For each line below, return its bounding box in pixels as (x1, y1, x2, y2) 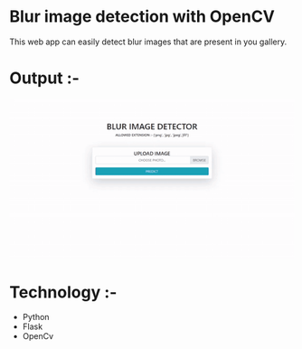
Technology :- (9, 282, 118, 302)
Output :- (9, 68, 80, 89)
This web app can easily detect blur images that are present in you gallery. (9, 36, 288, 47)
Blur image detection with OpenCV (9, 6, 276, 27)
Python (22, 312, 50, 323)
